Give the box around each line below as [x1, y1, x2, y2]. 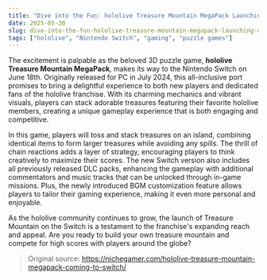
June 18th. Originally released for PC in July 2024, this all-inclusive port [8, 72, 243, 82]
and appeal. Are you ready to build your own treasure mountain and [8, 230, 230, 239]
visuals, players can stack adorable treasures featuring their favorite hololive [8, 98, 259, 107]
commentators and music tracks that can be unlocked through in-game [8, 173, 242, 182]
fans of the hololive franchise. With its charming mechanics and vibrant [8, 89, 242, 99]
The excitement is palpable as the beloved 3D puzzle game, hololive [8, 56, 233, 65]
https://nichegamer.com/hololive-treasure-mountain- [81, 254, 256, 263]
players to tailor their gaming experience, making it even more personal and [8, 189, 256, 199]
